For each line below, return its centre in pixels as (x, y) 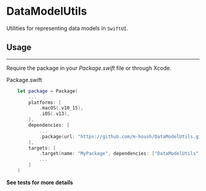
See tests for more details (40, 182)
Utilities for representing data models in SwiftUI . (67, 28)
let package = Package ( (48, 91)
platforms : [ (45, 102)
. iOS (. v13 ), (54, 114)
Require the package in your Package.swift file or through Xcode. (89, 68)
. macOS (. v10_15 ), (61, 108)
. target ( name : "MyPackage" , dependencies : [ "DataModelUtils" (119, 154)
